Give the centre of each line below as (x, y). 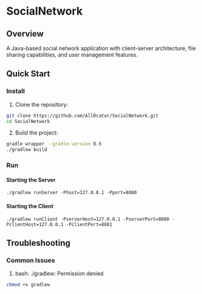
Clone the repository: (42, 104)
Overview (25, 34)
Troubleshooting (39, 243)
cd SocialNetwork (28, 121)
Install (16, 91)
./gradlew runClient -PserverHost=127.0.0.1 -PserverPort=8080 (88, 219)
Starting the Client (30, 206)
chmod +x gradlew (28, 285)
